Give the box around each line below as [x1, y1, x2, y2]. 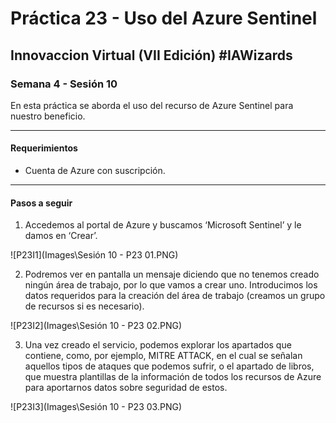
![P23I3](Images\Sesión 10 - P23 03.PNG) [10, 401, 182, 413]
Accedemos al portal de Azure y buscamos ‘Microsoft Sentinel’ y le [24, 219, 302, 231]
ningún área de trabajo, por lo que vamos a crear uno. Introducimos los [24, 279, 318, 291]
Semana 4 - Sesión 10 [10, 77, 118, 91]
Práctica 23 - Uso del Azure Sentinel [10, 7, 318, 30]
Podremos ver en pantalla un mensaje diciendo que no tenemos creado [24, 268, 320, 281]
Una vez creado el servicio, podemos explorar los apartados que [24, 339, 292, 351]
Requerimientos [10, 142, 78, 154]
